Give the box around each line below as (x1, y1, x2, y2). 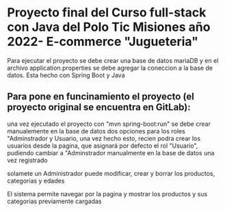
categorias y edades (7, 176, 65, 185)
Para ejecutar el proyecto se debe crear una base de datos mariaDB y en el (7, 56, 219, 64)
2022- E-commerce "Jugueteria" (7, 34, 198, 49)
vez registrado (7, 156, 48, 164)
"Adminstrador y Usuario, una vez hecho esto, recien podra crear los (7, 134, 200, 142)
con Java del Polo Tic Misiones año (7, 19, 211, 35)
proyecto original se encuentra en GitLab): (7, 101, 191, 114)
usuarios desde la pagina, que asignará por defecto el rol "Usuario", (7, 142, 198, 150)
